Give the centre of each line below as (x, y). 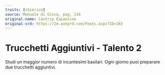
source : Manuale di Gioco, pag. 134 (43, 14)
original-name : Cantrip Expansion (41, 19)
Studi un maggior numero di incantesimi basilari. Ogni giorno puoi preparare (82, 62)
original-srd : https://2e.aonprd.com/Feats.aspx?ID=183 (64, 24)
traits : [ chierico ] (25, 10)
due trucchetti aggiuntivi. (31, 67)
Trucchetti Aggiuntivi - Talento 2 (74, 48)
